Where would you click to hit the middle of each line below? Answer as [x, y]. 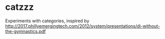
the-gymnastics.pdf [25, 31]
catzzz [19, 7]
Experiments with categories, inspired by [47, 21]
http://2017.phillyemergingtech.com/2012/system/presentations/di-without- [83, 26]
